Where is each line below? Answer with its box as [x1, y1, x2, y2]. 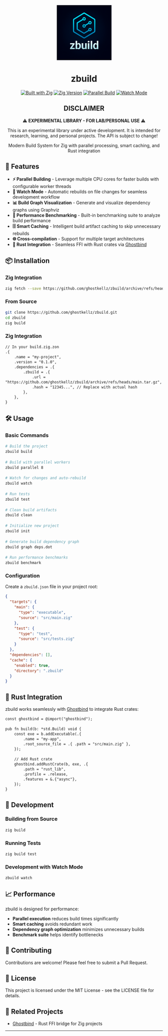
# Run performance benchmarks [5, 555, 68, 560]
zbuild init [5, 529, 30, 534]
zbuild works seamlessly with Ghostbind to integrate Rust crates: [5, 706, 139, 712]
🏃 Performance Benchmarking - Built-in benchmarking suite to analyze [12, 212, 160, 218]
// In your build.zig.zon [5, 344, 59, 350]
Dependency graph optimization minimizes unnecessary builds [12, 926, 144, 932]
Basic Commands [5, 432, 49, 439]
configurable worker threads [12, 183, 71, 189]
